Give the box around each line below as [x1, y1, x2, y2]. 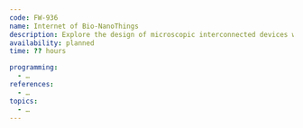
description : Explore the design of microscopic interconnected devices [9, 30, 289, 39]
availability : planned [9, 38, 95, 48]
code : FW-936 [9, 13, 59, 23]
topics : [9, 96, 39, 105]
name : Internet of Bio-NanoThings [9, 22, 140, 31]
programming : [9, 63, 59, 72]
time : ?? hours [9, 47, 67, 56]
